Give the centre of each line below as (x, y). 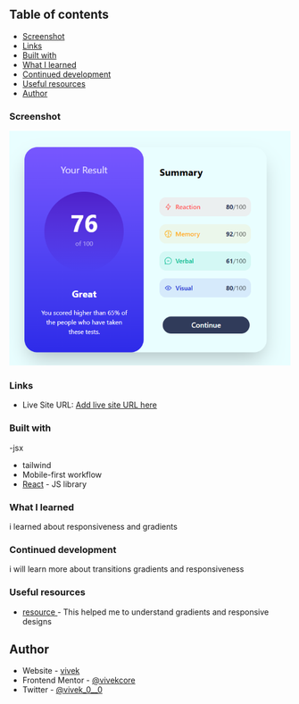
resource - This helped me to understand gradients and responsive (145, 612)
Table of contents (59, 15)
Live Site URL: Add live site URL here (90, 405)
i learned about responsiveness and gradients (94, 527)
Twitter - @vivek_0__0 (62, 690)
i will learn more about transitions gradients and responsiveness (127, 569)
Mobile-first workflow (62, 474)
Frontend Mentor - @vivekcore (79, 680)
